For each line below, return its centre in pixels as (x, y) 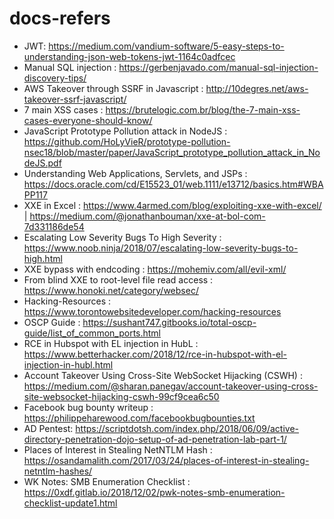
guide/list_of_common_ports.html (92, 333)
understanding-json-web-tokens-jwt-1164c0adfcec (129, 56)
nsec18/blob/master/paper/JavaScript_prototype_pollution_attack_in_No (172, 152)
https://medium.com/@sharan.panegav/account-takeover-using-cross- (171, 386)
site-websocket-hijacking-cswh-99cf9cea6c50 (121, 396)
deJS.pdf (42, 163)
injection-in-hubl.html (68, 364)
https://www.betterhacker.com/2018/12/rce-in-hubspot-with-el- (155, 354)
